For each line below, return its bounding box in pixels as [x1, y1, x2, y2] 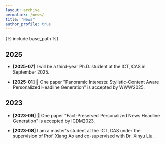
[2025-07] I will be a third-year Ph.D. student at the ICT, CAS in [12, 64, 146, 70]
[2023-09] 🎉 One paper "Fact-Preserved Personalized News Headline [12, 112, 160, 118]
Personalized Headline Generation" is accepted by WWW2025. [12, 84, 145, 90]
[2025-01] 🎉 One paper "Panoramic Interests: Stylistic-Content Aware [12, 79, 159, 85]
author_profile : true [5, 21, 51, 27]
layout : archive [5, 7, 40, 13]
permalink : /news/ [5, 12, 44, 17]
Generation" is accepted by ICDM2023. [12, 118, 95, 124]
